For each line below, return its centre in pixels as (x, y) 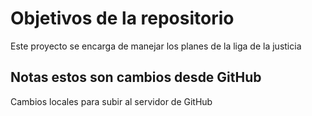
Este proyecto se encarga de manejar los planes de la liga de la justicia (156, 46)
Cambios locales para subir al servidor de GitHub (111, 101)
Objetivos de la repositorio (122, 18)
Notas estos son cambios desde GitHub (136, 77)
